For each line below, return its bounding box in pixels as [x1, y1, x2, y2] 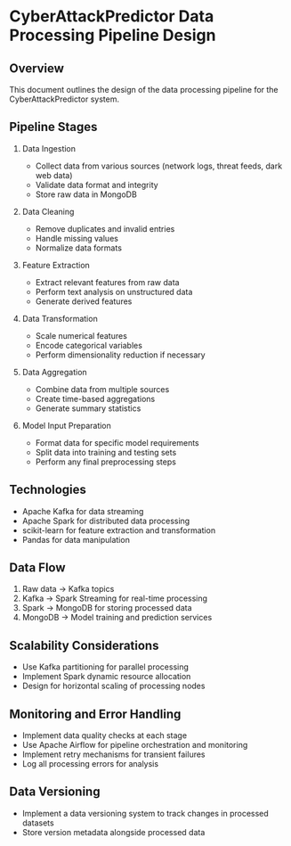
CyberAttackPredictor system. [9, 94, 120, 104]
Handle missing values [35, 233, 118, 243]
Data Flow [9, 560, 66, 576]
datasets [21, 817, 55, 828]
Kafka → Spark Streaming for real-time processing [21, 593, 207, 604]
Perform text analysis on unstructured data [35, 286, 193, 297]
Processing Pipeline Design [9, 25, 216, 45]
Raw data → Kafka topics [21, 584, 115, 595]
